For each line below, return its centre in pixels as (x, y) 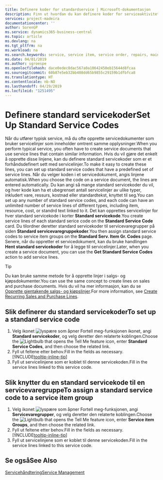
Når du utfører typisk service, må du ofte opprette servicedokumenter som (80, 138)
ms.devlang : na (20, 41)
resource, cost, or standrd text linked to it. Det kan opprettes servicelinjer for (81, 211)
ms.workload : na (21, 50)
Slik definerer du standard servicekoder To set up (81, 312)
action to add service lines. (32, 257)
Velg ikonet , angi (75, 409)
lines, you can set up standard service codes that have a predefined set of (79, 169)
